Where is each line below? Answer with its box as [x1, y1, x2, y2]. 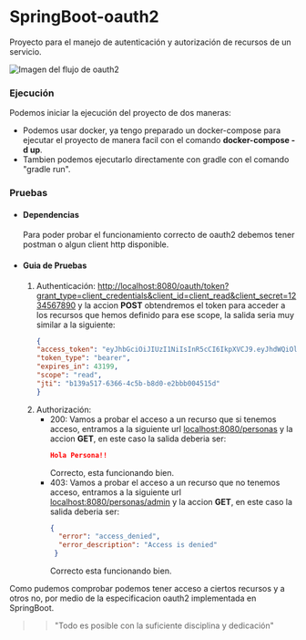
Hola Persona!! [49, 450, 107, 459]
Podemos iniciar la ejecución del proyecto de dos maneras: [9, 108, 232, 119]
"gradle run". [22, 164, 71, 175]
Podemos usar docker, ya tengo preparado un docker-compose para [22, 125, 281, 136]
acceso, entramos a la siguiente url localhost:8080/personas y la [49, 423, 293, 434]
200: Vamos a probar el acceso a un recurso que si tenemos [49, 413, 277, 425]
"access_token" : [36, 345, 98, 355]
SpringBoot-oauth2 [9, 6, 159, 27]
